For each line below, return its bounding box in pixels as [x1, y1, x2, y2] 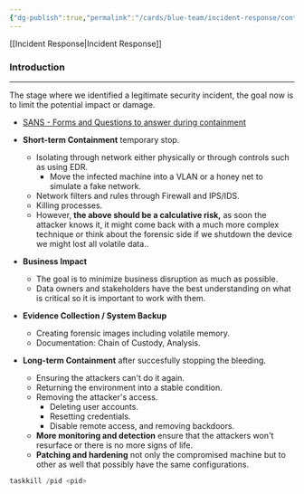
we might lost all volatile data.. [35, 238, 149, 249]
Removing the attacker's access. [35, 391, 158, 403]
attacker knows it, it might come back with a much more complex [35, 219, 280, 230]
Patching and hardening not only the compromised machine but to [35, 449, 287, 460]
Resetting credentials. [49, 411, 131, 422]
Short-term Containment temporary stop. [22, 134, 180, 145]
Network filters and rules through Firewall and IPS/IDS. [35, 190, 240, 201]
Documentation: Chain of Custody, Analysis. [35, 337, 201, 348]
